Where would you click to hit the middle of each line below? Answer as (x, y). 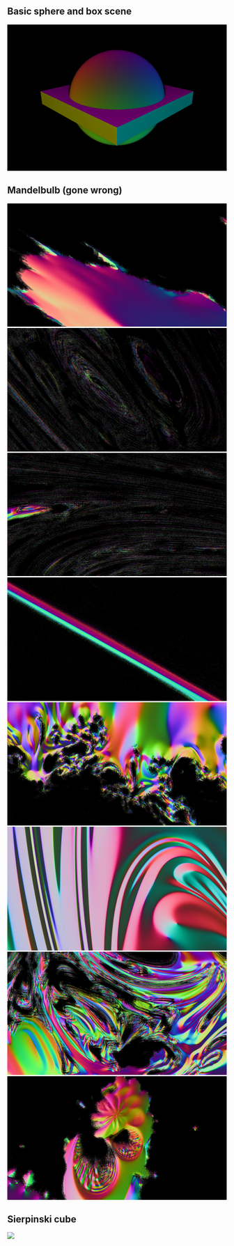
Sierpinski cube (42, 1219)
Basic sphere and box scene (70, 11)
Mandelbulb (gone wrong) (65, 190)
